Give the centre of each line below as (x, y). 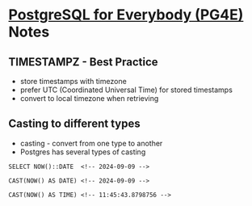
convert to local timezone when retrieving (89, 98)
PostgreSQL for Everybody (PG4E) (126, 15)
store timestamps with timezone (73, 81)
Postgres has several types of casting (83, 152)
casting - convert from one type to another (91, 143)
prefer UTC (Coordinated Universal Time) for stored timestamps (126, 90)
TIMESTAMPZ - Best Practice (84, 62)
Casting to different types (74, 124)
